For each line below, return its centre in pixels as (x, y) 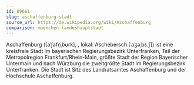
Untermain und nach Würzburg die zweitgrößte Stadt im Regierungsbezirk (96, 63)
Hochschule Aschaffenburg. (40, 76)
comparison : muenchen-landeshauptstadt (55, 28)
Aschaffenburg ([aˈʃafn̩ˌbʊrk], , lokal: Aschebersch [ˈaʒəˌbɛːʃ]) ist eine (90, 45)
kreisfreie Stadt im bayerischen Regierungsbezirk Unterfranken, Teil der (93, 51)
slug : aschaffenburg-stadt (39, 17)
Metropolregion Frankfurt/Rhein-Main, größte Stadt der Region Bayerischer (97, 57)
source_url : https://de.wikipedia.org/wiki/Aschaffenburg (78, 22)
